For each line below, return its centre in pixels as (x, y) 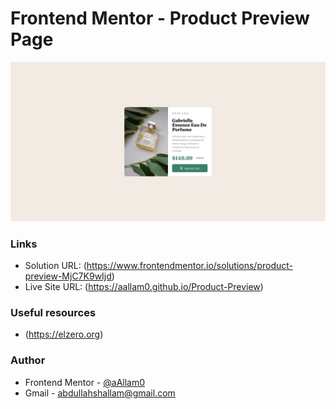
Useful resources (53, 313)
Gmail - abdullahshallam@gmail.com (100, 393)
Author (28, 360)
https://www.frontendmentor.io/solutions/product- (189, 266)
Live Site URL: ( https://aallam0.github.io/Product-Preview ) (144, 287)
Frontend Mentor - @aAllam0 (85, 382)
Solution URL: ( (55, 266)
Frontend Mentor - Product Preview (160, 18)
